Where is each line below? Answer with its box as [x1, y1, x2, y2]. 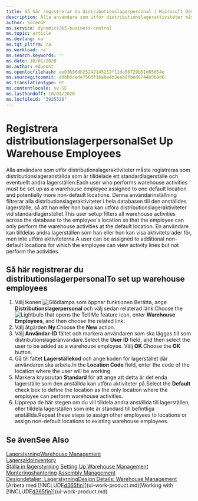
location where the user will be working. [14, 368, 112, 375]
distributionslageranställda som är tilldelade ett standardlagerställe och [6, 172, 179, 180]
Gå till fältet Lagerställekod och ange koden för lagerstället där [14, 355, 168, 362]
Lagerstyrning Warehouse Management [6, 450, 101, 457]
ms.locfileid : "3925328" [6, 96, 67, 102]
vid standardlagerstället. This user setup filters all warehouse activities [6, 210, 176, 217]
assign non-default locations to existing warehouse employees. [14, 418, 169, 425]
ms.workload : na [6, 47, 46, 53]
